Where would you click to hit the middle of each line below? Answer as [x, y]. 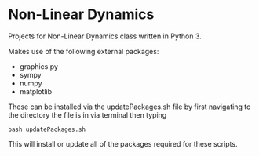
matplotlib [36, 91]
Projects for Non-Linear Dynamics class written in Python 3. [105, 36]
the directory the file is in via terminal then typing [88, 114]
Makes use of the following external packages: [84, 51]
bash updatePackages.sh [47, 129]
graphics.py [39, 66]
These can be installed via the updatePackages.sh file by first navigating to [129, 107]
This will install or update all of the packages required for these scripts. [123, 143]
